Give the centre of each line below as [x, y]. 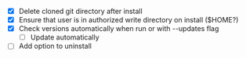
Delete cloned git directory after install [80, 11]
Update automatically [65, 37]
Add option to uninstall [55, 46]
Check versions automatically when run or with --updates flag [119, 29]
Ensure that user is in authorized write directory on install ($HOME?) [128, 20]
